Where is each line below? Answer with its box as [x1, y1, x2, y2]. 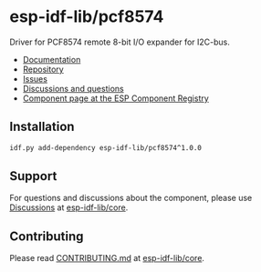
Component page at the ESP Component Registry [22, 93, 210, 104]
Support [9, 168, 57, 184]
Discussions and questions [22, 83, 125, 94]
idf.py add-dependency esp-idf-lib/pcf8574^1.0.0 [9, 143, 203, 152]
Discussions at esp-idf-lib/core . [9, 202, 129, 213]
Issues [22, 73, 48, 84]
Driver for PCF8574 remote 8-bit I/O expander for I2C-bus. [9, 36, 231, 47]
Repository [22, 64, 64, 75]
